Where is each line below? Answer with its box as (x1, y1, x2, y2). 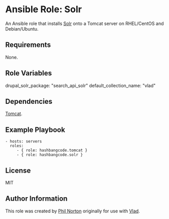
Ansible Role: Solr (5, 4, 82, 15)
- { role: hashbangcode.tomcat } (16, 148, 88, 153)
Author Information (5, 195, 68, 203)
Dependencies (5, 97, 52, 105)
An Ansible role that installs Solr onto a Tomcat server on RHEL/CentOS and (5, 20, 164, 26)
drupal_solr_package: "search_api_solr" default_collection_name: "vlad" (5, 83, 156, 89)
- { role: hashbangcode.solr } (16, 152, 83, 157)
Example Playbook (5, 125, 65, 134)
